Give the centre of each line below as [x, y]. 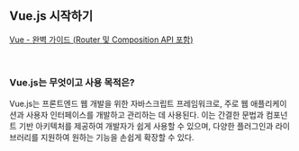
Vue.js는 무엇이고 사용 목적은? [72, 82]
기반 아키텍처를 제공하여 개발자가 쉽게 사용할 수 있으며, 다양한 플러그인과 [146, 126]
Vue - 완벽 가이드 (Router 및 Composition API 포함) [101, 40]
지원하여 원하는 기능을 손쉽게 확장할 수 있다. [117, 138]
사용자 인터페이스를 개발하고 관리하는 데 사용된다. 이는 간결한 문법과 [145, 115]
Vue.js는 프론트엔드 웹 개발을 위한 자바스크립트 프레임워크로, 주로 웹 [129, 104]
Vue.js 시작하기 [51, 16]
